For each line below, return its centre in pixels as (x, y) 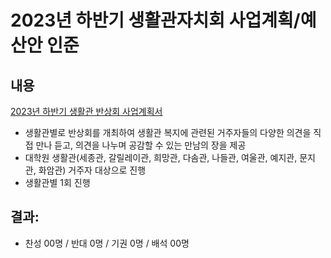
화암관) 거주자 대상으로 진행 (92, 170)
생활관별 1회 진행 (57, 182)
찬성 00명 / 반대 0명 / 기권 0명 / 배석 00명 (107, 243)
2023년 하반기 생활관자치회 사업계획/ (155, 20)
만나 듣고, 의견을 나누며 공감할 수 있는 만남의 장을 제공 (141, 145)
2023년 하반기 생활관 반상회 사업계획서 (86, 111)
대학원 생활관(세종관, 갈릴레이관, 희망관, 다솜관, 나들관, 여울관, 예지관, (161, 157)
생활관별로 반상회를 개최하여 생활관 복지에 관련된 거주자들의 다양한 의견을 (168, 132)
